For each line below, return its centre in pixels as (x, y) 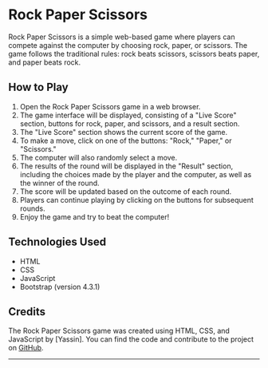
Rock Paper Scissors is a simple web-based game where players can (122, 37)
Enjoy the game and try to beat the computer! (95, 216)
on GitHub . (26, 348)
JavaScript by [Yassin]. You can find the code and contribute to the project (131, 339)
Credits (27, 312)
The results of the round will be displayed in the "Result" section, (126, 166)
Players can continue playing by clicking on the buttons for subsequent (136, 200)
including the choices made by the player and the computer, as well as (136, 174)
